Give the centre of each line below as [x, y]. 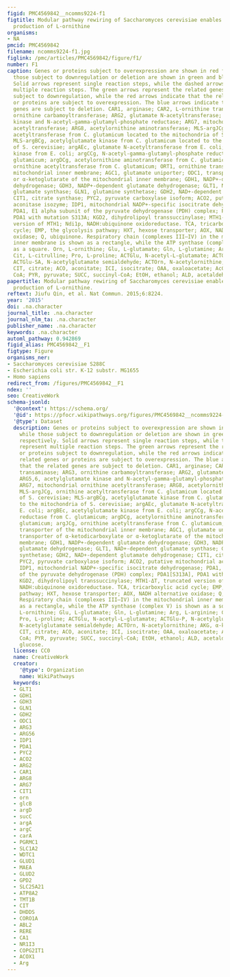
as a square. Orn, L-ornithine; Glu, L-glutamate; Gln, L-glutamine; [114, 250]
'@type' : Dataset [38, 421]
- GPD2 [23, 880]
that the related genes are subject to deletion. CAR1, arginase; [116, 466]
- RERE [23, 931]
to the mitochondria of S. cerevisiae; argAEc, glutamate [104, 505]
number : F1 [23, 64]
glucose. [32, 644]
